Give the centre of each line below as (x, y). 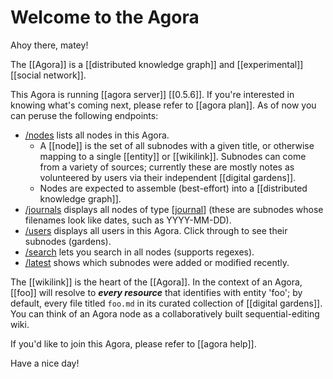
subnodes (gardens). (68, 241)
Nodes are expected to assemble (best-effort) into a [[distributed (173, 188)
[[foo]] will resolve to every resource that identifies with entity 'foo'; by (156, 292)
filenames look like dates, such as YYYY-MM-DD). (128, 220)
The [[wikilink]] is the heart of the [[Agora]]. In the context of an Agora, (156, 282)
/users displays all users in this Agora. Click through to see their (156, 230)
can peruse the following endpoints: (84, 115)
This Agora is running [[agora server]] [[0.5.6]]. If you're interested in (152, 94)
